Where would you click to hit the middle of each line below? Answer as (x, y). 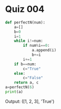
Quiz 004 (25, 9)
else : (20, 73)
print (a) (14, 92)
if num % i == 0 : (36, 46)
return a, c (26, 83)
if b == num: (25, 64)
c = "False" (33, 78)
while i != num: (29, 41)
